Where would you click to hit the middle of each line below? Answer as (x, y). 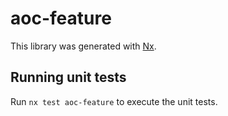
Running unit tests (68, 77)
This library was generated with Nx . (83, 46)
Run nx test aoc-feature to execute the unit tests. (114, 101)
